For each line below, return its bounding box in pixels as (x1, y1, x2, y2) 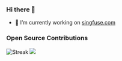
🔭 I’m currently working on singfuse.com (14, 19, 116, 26)
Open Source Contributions (6, 34, 88, 42)
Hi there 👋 (6, 5, 36, 14)
